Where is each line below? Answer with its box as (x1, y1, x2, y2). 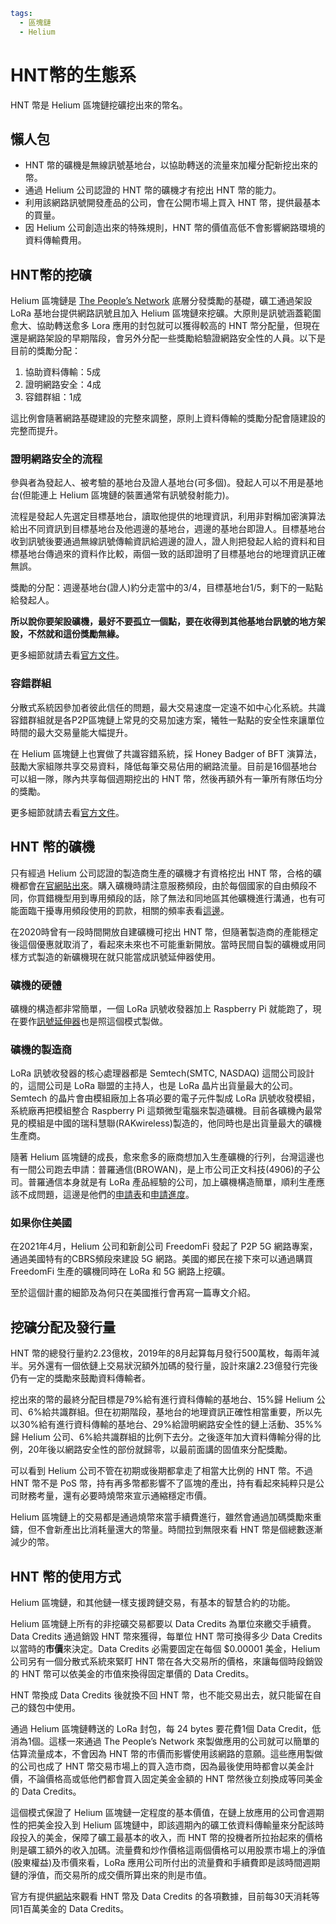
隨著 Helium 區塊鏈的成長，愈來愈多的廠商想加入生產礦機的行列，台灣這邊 (10, 1151, 316, 1163)
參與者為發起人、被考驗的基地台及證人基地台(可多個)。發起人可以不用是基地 (10, 477, 324, 489)
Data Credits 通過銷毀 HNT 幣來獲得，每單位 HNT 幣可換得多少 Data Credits (10, 1630, 323, 1643)
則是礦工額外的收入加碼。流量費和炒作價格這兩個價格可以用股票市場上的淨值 (10, 1844, 326, 1856)
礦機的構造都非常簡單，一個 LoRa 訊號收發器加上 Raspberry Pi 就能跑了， (10, 1002, 313, 1014)
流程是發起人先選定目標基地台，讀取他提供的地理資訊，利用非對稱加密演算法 (10, 510, 326, 523)
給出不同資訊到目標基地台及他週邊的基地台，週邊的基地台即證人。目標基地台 (10, 523, 326, 535)
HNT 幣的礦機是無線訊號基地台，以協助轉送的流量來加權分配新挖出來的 (24, 159, 318, 171)
